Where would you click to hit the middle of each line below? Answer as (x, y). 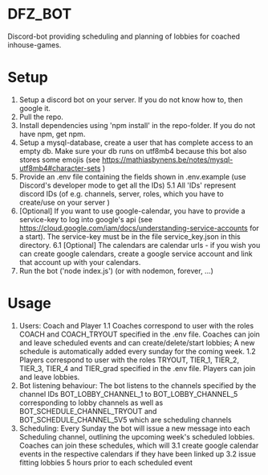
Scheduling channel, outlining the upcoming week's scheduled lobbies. (137, 436)
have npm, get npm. (52, 134)
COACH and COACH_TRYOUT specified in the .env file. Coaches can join (139, 334)
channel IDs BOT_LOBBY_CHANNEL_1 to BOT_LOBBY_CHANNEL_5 (128, 394)
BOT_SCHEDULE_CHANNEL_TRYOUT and (88, 411)
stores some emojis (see (60, 159)
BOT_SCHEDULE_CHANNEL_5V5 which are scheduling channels (125, 419)
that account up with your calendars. (80, 262)
